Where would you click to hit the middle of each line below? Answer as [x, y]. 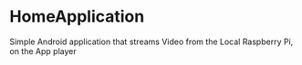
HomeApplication [77, 17]
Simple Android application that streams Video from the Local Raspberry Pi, [151, 42]
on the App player [43, 51]
